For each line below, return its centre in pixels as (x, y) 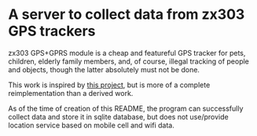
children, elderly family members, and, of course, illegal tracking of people (129, 61)
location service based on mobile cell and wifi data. (91, 125)
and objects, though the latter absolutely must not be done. (104, 69)
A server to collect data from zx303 (127, 15)
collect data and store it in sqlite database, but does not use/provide (119, 116)
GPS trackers (52, 31)
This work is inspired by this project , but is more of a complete (109, 85)
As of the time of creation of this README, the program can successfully (126, 108)
